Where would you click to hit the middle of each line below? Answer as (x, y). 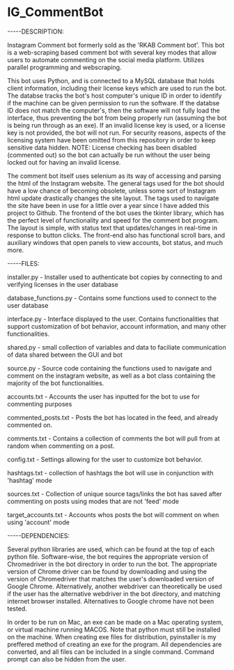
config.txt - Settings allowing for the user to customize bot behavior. (105, 459)
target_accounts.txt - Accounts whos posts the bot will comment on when (113, 514)
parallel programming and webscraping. (64, 67)
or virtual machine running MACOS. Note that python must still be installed (114, 630)
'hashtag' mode (30, 480)
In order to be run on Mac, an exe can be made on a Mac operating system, (116, 622)
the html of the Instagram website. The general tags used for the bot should (116, 183)
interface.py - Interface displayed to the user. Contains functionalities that (113, 319)
